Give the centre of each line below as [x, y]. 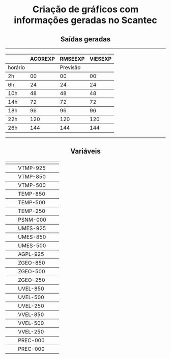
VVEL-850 [31, 314]
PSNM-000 [32, 220]
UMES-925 [32, 228]
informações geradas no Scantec [85, 20]
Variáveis [85, 151]
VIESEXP [101, 59]
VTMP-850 [32, 176]
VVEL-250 [31, 331]
